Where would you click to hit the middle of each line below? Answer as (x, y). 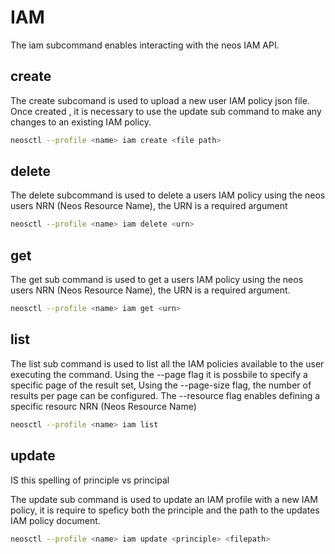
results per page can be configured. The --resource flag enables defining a (165, 395)
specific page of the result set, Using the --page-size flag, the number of (161, 385)
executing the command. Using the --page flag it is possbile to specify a (159, 374)
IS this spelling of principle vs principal (90, 480)
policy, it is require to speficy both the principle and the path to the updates (165, 510)
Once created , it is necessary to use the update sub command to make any (166, 111)
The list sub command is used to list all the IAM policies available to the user (167, 363)
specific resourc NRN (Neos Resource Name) (103, 406)
